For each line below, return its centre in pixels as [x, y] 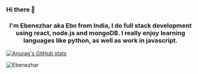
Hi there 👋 [21, 10]
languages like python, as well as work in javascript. [100, 40]
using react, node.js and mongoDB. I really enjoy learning [100, 33]
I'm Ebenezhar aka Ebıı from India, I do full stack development [100, 25]
